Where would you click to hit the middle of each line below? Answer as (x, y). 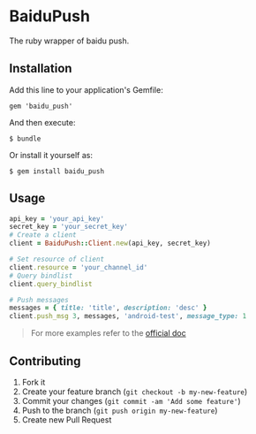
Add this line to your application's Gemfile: (86, 89)
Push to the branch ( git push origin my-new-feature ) (120, 410)
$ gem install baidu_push (56, 171)
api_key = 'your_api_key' (56, 218)
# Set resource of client (56, 259)
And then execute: (42, 122)
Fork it (34, 382)
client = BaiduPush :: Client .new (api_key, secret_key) (110, 244)
